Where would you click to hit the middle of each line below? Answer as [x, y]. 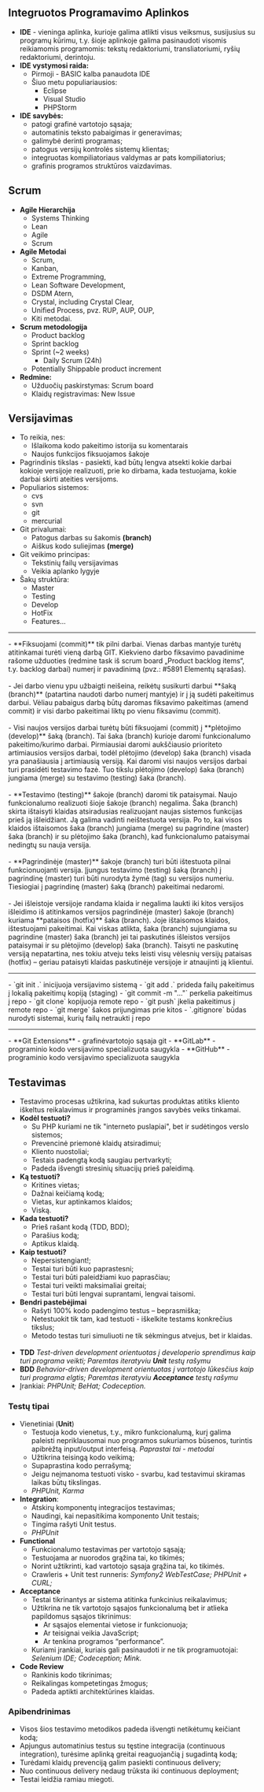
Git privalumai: [43, 529]
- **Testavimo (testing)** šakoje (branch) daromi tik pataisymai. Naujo [123, 795]
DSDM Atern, [53, 293]
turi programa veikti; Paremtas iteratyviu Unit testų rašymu [115, 1361]
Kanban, [45, 268]
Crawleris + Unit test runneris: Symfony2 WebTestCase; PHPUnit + [139, 1574]
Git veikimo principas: [55, 555]
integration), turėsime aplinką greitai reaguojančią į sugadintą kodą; [128, 1754]
